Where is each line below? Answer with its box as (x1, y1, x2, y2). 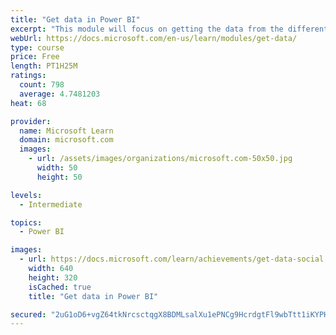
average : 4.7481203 (19, 89, 101, 99)
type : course (10, 42, 65, 53)
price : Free (10, 52, 60, 62)
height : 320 (28, 272, 78, 283)
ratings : (10, 71, 47, 81)
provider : (10, 116, 52, 126)
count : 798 (19, 80, 65, 90)
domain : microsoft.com (19, 135, 114, 145)
